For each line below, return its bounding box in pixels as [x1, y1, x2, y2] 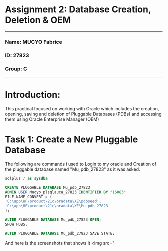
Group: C [5, 65, 27, 72]
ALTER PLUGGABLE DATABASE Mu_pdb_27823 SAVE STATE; [5, 231, 115, 236]
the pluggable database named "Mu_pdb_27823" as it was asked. [5, 166, 140, 172]
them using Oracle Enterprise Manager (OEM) [5, 116, 99, 122]
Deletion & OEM [5, 14, 71, 26]
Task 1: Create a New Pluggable [5, 134, 138, 145]
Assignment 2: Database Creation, [5, 4, 151, 15]
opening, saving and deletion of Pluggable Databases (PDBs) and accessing [5, 111, 162, 117]
